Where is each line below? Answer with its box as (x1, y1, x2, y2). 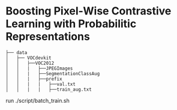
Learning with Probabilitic (5, 17, 137, 31)
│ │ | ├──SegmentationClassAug (5, 70, 100, 76)
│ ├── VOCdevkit (5, 55, 52, 61)
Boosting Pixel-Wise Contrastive (5, 4, 172, 18)
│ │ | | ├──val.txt (5, 81, 76, 87)
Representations (5, 30, 91, 43)
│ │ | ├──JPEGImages (5, 65, 73, 72)
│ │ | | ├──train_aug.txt (5, 86, 92, 93)
